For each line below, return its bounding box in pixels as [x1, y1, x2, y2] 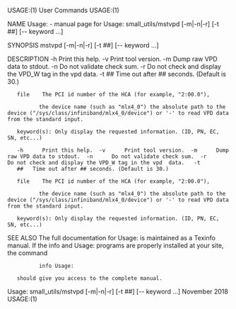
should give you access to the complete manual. [16, 275, 163, 282]
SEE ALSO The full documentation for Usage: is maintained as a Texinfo [7, 234, 216, 242]
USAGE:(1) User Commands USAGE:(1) [7, 6, 120, 14]
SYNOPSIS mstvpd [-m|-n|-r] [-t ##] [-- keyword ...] [7, 41, 159, 49]
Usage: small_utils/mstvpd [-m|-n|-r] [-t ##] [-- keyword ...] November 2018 [7, 287, 228, 296]
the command [7, 249, 48, 257]
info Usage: [38, 262, 74, 269]
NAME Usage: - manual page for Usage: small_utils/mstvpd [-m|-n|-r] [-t [7, 20, 219, 28]
